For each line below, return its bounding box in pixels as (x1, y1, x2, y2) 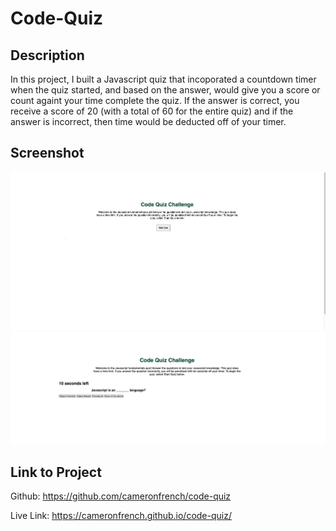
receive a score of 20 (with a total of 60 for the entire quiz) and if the (10, 105, 294, 117)
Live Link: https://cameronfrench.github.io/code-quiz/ (10, 510, 232, 521)
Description (10, 47, 85, 64)
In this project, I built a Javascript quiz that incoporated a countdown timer (10, 73, 317, 85)
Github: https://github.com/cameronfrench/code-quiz (10, 490, 232, 502)
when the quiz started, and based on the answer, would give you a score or (10, 84, 321, 96)
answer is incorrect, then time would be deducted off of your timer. (10, 116, 287, 127)
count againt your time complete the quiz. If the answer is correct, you (10, 95, 300, 106)
